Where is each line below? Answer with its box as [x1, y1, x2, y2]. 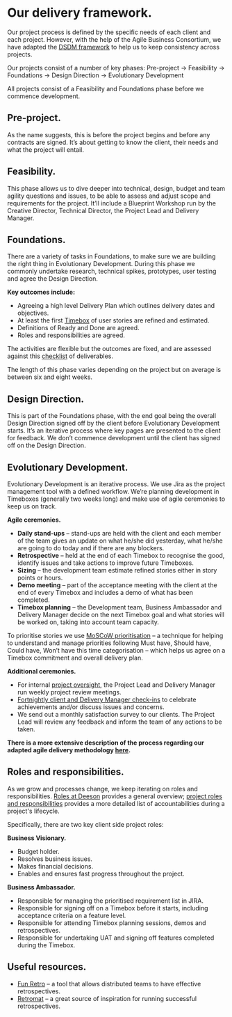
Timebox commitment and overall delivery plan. [7, 653, 144, 662]
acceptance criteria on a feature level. [17, 911, 126, 919]
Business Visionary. [7, 834, 67, 842]
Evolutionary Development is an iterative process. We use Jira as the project [7, 480, 226, 488]
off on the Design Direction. [7, 441, 86, 450]
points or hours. [17, 573, 63, 582]
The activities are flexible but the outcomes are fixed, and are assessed [7, 345, 212, 353]
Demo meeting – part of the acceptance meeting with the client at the [17, 581, 217, 589]
